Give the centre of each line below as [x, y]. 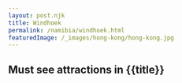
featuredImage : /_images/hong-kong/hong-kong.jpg [91, 38]
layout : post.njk [37, 15]
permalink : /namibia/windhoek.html [67, 30]
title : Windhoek [35, 23]
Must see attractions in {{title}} [87, 69]
